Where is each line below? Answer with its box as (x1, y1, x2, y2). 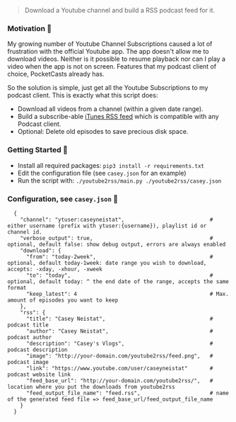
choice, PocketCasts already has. (7, 70, 105, 79)
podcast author (7, 333, 52, 341)
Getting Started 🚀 (7, 145, 69, 155)
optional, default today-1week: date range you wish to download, (7, 259, 207, 266)
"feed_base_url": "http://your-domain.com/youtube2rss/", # (25, 377, 213, 384)
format (7, 284, 27, 291)
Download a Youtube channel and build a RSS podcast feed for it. (24, 6, 216, 14)
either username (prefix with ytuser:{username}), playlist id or (7, 222, 207, 229)
